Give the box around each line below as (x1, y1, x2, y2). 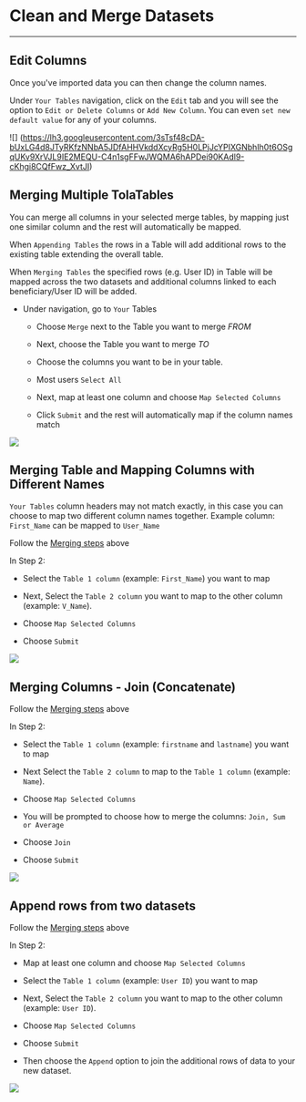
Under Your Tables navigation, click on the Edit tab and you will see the (9, 95, 280, 106)
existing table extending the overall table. (9, 248, 164, 260)
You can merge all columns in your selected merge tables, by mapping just (9, 211, 290, 222)
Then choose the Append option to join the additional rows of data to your (22, 1056, 296, 1066)
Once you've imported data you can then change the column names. (9, 77, 267, 88)
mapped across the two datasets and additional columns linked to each (9, 275, 277, 287)
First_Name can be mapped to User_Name (9, 520, 160, 531)
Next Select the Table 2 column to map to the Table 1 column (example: (22, 767, 291, 778)
